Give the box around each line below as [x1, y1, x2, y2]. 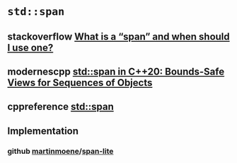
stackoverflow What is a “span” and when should [7, 30, 230, 43]
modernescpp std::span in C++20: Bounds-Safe [7, 65, 225, 77]
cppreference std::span [7, 101, 115, 113]
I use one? [7, 41, 54, 54]
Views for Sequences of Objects [7, 77, 153, 89]
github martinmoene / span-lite [7, 146, 114, 156]
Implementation [7, 125, 79, 137]
